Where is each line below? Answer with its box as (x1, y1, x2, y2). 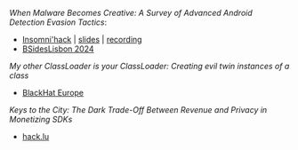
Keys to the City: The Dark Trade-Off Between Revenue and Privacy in (9, 105, 268, 114)
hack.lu (21, 131, 50, 141)
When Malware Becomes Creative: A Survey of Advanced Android (9, 8, 254, 18)
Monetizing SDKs (9, 114, 73, 124)
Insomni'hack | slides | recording (21, 35, 142, 44)
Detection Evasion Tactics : (9, 17, 108, 28)
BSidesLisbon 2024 (21, 43, 95, 54)
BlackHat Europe (21, 88, 85, 98)
